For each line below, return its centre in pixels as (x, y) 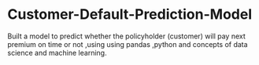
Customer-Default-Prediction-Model (130, 14)
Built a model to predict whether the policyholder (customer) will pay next (126, 36)
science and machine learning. (57, 52)
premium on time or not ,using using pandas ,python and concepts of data (128, 44)
